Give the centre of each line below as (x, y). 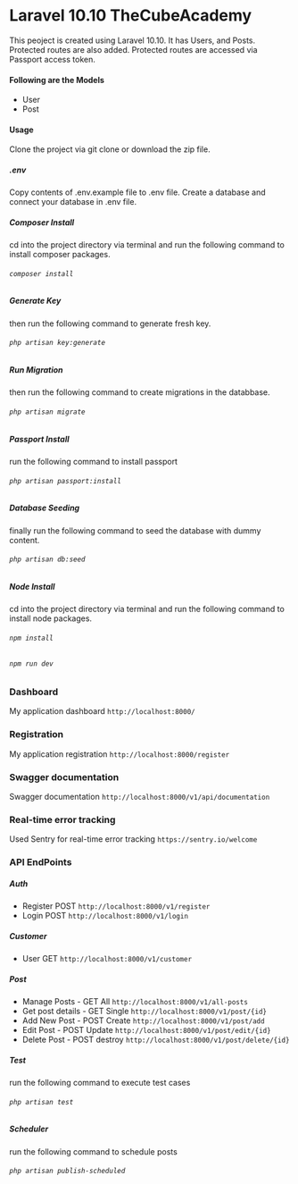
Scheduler (29, 1129)
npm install (31, 638)
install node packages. (50, 618)
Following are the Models (57, 80)
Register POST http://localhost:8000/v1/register (116, 906)
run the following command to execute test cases (100, 1083)
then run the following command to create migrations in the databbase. (140, 392)
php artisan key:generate (57, 343)
